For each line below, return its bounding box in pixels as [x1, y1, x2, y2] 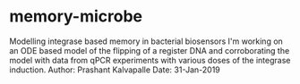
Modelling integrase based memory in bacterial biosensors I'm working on [9, 36, 284, 46]
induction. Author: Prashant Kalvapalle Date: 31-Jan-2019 [9, 64, 221, 75]
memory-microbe [9, 6, 143, 27]
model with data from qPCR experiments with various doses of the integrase [9, 55, 291, 65]
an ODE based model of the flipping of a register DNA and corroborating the [9, 45, 290, 55]
